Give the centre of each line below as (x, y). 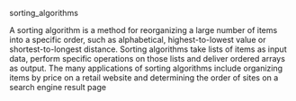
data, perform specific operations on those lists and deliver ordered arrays (148, 59)
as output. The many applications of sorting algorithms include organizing (146, 68)
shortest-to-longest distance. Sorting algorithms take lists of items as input (148, 49)
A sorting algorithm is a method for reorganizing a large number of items (144, 30)
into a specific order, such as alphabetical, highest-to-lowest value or (138, 40)
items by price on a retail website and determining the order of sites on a (144, 78)
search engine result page (58, 87)
